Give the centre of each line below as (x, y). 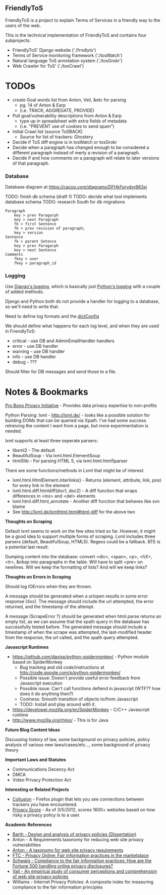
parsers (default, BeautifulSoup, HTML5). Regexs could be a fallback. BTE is (83, 542)
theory (12, 750)
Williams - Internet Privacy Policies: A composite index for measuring (83, 882)
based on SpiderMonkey (37, 662)
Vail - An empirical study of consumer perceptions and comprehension (84, 871)
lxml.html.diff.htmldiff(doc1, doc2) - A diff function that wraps (75, 491)
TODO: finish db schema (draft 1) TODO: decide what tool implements (76, 197)
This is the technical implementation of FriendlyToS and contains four (76, 35)
